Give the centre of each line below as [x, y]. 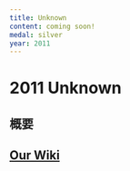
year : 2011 [30, 43]
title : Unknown [38, 18]
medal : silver [36, 35]
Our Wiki [35, 156]
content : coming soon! [52, 26]
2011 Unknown [65, 88]
